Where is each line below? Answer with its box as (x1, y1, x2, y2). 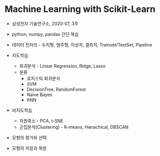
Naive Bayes (26, 91, 53, 98)
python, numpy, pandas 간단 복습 (11, 31, 79, 37)
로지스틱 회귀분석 (26, 75, 61, 81)
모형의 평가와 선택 (11, 135, 47, 141)
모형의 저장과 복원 (11, 145, 47, 151)
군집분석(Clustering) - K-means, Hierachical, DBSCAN (19, 124, 129, 130)
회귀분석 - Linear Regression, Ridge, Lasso (19, 63, 106, 69)
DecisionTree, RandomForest (26, 86, 86, 92)
